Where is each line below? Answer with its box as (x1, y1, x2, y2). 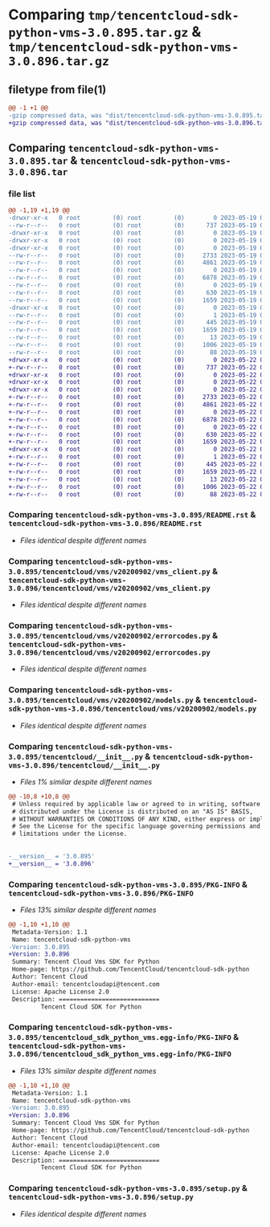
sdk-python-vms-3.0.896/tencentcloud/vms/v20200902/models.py (8, 704, 257, 714)
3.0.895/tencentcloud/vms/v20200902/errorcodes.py (8, 631, 211, 640)
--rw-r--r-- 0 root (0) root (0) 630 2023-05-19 (8, 288, 257, 296)
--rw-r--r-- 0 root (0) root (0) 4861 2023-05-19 (8, 259, 257, 267)
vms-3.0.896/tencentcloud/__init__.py (8, 760, 161, 770)
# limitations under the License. (11, 830, 128, 838)
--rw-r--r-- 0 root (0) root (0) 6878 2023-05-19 (8, 274, 257, 282)
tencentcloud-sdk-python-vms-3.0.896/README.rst (8, 520, 202, 528)
